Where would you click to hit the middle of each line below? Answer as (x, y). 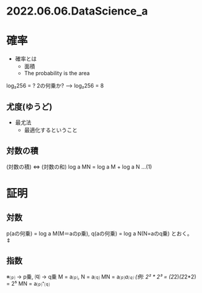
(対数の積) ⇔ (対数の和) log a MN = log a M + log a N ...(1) (79, 167)
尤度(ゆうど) (29, 106)
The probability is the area (57, 73)
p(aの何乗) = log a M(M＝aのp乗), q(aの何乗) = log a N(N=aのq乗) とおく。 (99, 233)
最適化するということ (51, 130)
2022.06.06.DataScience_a (77, 11)
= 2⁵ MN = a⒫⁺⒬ (28, 283)
